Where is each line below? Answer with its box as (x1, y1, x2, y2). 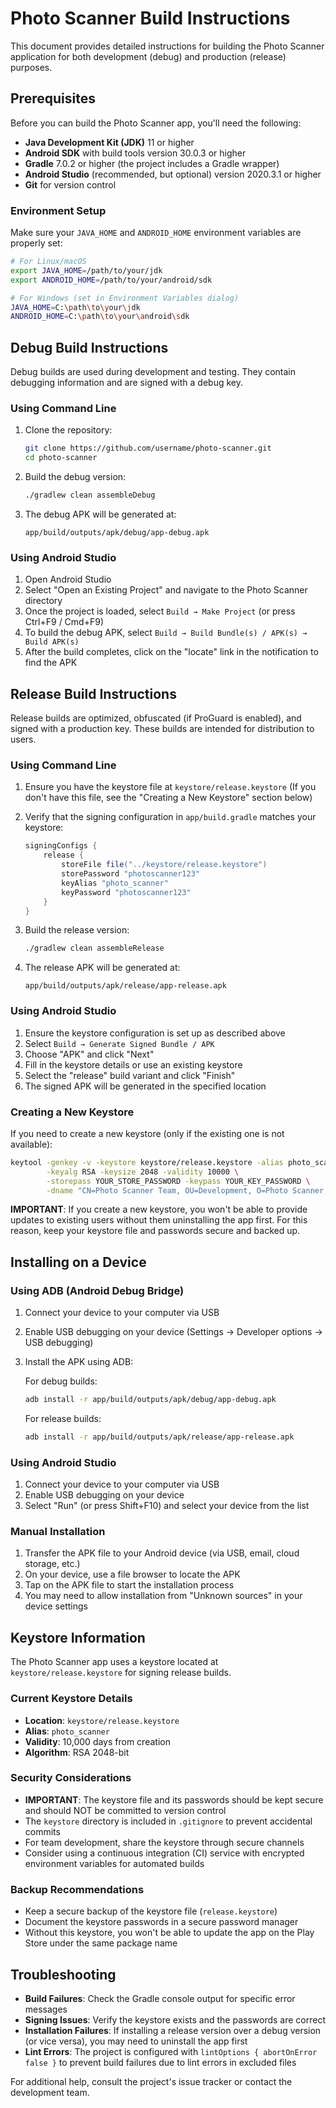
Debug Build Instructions (10, 339, 169, 356)
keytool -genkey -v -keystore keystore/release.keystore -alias (10, 1157, 284, 1167)
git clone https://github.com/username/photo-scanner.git (24, 443, 272, 454)
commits (24, 1825, 61, 1837)
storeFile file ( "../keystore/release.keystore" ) (61, 860, 268, 870)
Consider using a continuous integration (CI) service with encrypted (24, 1847, 305, 1859)
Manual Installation (10, 1525, 106, 1539)
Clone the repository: (24, 424, 113, 436)
